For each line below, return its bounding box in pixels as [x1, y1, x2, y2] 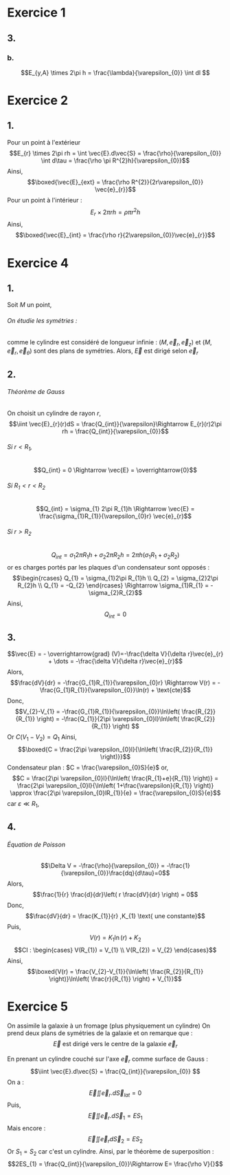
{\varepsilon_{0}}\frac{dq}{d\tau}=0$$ [60, 869, 170, 877]
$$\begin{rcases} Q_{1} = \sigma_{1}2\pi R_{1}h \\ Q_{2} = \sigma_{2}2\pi [12, 574, 218, 582]
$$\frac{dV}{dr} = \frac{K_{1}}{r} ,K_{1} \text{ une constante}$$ [25, 912, 206, 920]
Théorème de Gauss [7, 388, 65, 396]
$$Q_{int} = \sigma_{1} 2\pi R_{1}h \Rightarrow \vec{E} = [36, 504, 195, 512]
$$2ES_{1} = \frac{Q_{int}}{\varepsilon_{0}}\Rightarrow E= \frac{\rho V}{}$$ [8, 1159, 223, 1168]
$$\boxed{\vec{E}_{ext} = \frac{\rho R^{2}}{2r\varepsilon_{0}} [27, 178, 204, 186]
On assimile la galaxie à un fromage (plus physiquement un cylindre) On [7, 1021, 211, 1030]
